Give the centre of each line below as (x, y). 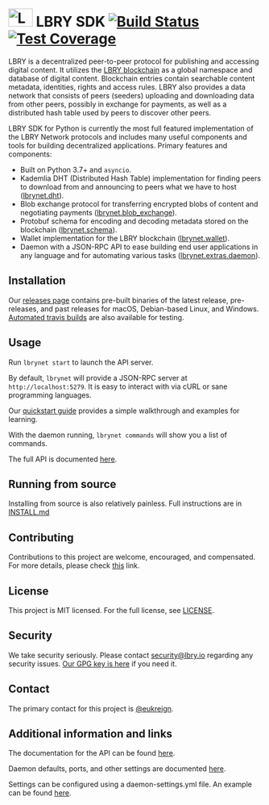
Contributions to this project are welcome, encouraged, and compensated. (132, 557)
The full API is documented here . (63, 459)
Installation (37, 281)
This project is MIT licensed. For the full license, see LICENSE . (112, 610)
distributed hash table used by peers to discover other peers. (110, 112)
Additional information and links (91, 734)
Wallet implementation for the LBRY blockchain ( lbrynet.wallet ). (125, 238)
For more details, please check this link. (74, 565)
